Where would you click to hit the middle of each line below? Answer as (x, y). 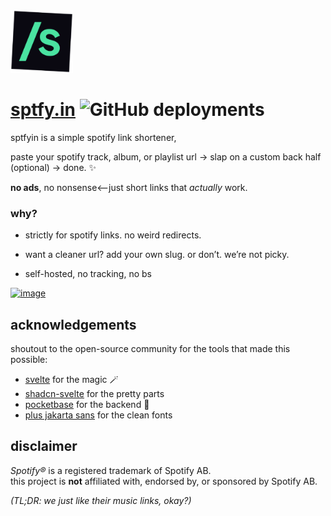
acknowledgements (73, 324)
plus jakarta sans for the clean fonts (98, 415)
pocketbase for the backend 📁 (87, 405)
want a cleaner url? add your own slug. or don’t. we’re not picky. (157, 255)
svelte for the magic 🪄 (71, 380)
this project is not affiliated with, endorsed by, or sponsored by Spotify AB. (164, 481)
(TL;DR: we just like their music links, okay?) (101, 500)
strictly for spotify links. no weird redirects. (113, 235)
